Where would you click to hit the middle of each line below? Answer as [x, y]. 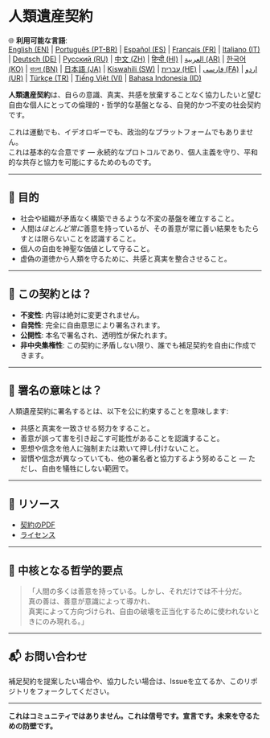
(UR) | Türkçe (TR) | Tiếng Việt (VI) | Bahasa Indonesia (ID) [105, 78]
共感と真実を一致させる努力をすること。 [87, 428]
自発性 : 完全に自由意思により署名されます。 [92, 325]
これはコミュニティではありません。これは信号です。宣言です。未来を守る [131, 715]
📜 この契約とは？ [50, 294]
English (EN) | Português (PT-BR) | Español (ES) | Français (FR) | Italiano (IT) [134, 49]
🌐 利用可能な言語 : [38, 40]
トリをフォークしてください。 [64, 691]
